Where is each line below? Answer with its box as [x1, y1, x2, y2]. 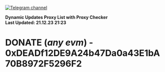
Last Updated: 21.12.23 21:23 [5, 20, 66, 25]
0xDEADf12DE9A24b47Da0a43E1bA [5, 48, 160, 59]
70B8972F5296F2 [5, 58, 82, 70]
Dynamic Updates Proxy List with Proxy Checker [5, 14, 108, 20]
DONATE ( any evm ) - [5, 37, 93, 48]
